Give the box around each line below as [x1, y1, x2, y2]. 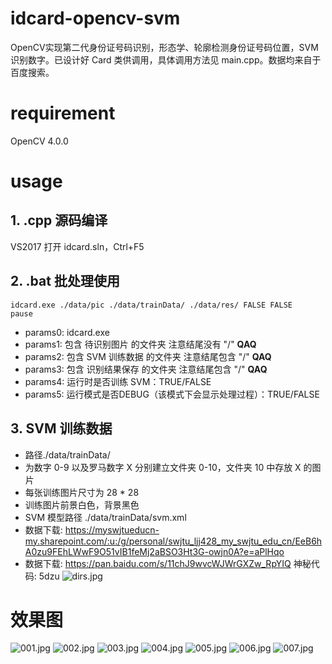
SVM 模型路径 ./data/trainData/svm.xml [24, 511, 187, 523]
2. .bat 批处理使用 [10, 273, 120, 290]
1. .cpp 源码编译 [10, 212, 108, 229]
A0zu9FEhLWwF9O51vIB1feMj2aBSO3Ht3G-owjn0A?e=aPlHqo [24, 545, 285, 557]
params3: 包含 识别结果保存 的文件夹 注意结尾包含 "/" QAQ [24, 363, 268, 375]
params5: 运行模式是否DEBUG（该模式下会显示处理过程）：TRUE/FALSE [24, 388, 320, 400]
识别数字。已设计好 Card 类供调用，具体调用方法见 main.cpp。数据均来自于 [10, 53, 322, 66]
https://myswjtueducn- [64, 523, 160, 536]
